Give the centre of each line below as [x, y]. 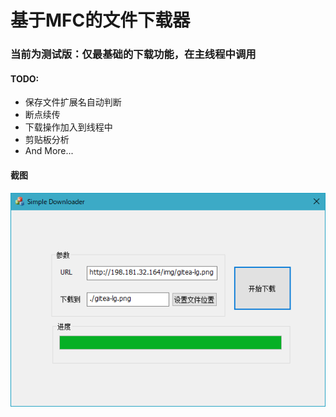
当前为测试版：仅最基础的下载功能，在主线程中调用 [133, 54]
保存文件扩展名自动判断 [73, 102]
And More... [49, 151]
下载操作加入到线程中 [68, 127]
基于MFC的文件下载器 [100, 20]
